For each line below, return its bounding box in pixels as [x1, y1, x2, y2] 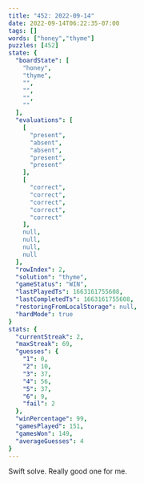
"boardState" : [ [15, 57, 70, 65]
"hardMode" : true [15, 310, 74, 318]
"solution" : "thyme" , [15, 273, 88, 281]
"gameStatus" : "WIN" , [15, 280, 88, 289]
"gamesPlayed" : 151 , [15, 422, 84, 430]
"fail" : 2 [22, 400, 56, 408]
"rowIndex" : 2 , [15, 266, 66, 274]
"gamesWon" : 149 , [15, 429, 74, 437]
